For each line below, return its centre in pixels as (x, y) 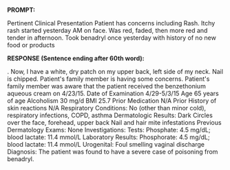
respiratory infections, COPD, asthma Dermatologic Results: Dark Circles (110, 115)
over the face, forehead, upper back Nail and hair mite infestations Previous (114, 122)
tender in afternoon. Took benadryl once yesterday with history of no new (112, 38)
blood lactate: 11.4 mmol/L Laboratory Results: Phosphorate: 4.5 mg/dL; (108, 137)
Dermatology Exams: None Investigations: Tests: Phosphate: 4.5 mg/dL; (109, 130)
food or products (31, 45)
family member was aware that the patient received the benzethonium (107, 86)
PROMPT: (21, 10)
